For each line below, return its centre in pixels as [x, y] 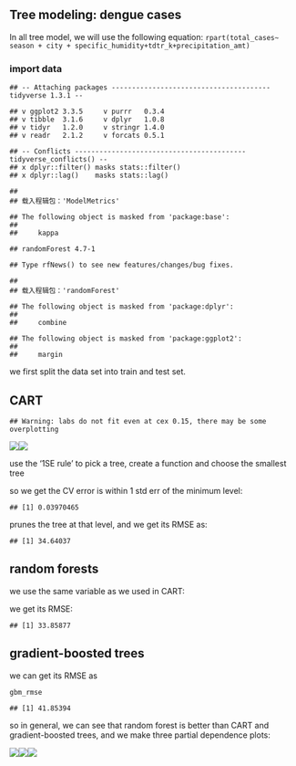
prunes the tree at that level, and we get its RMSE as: [108, 524]
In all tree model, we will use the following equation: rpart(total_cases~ [144, 37]
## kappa [34, 233]
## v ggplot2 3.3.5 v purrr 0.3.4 [87, 112]
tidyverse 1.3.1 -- [46, 96]
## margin [36, 355]
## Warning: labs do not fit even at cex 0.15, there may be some [138, 421]
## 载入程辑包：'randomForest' [65, 291]
